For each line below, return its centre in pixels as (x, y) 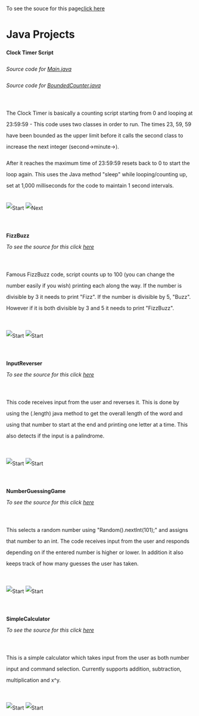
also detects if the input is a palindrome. (55, 436)
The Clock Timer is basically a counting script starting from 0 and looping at (99, 113)
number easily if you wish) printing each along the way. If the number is (94, 285)
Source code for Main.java (39, 69)
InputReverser (24, 363)
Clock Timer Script (30, 52)
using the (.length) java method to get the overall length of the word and (94, 413)
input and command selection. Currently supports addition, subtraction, (94, 669)
